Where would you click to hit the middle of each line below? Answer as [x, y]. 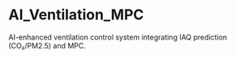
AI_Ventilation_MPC [76, 15]
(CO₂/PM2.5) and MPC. [47, 45]
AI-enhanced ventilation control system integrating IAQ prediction [118, 37]
